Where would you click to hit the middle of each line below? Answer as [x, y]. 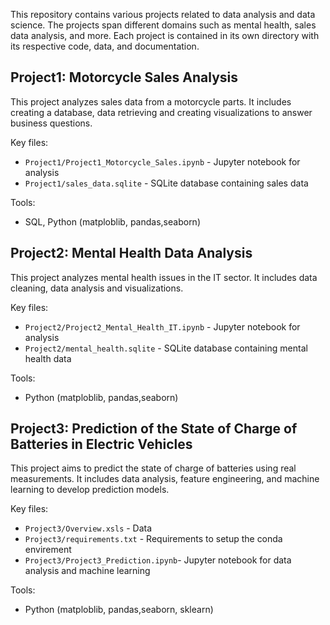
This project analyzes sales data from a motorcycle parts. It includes [151, 101]
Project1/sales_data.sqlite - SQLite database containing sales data [166, 183]
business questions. [51, 123]
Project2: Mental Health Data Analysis [131, 253]
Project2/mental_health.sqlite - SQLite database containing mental [166, 348]
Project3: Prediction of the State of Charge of [154, 429]
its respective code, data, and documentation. [105, 46]
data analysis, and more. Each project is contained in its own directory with [165, 35]
